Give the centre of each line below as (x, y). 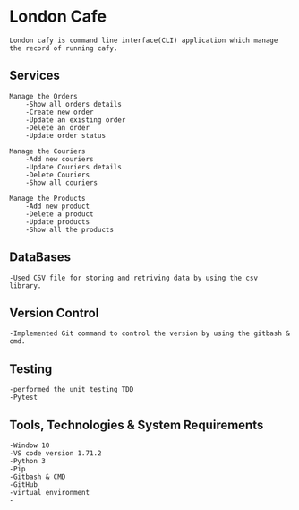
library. (26, 285)
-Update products (58, 221)
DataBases (40, 257)
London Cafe (58, 17)
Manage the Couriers (48, 151)
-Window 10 (30, 445)
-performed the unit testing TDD (72, 390)
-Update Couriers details (74, 167)
